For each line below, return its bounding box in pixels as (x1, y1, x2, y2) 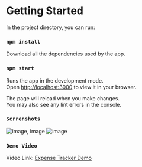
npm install (6, 38, 41, 45)
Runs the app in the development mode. (6, 77, 104, 84)
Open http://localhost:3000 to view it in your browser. (6, 83, 137, 90)
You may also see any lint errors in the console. (6, 101, 121, 108)
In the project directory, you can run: (6, 24, 95, 31)
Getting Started (6, 4, 84, 18)
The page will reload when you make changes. (6, 94, 120, 101)
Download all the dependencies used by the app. (6, 50, 125, 57)
